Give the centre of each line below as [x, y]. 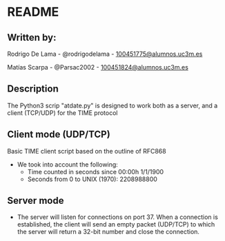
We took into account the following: [68, 164]
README [33, 12]
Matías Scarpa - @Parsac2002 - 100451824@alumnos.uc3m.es [98, 67]
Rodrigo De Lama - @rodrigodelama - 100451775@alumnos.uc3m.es [105, 54]
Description [33, 89]
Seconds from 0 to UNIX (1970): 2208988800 [92, 179]
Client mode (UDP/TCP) [59, 135]
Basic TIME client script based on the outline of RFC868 [87, 151]
